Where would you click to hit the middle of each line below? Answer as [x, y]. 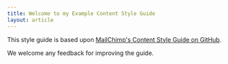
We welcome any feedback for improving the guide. [81, 53]
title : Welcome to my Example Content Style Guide [81, 13]
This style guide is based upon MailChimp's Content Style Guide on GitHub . [114, 39]
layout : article [30, 20]
